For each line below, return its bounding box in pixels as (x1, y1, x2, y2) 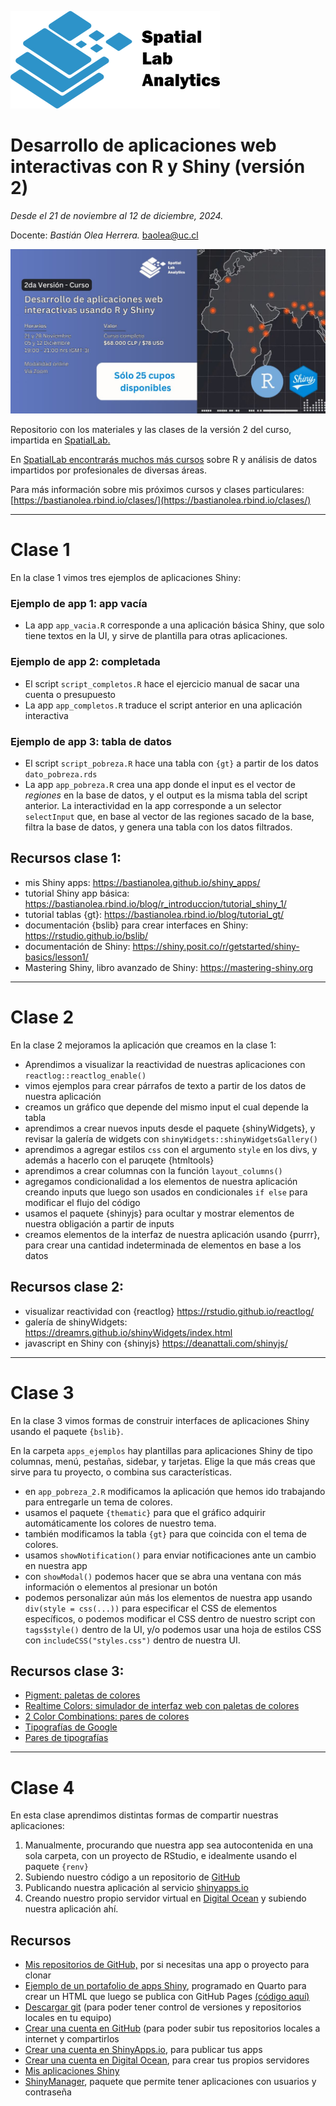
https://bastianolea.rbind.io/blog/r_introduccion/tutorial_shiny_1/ (24, 897, 287, 910)
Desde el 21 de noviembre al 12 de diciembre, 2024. (10, 209, 224, 221)
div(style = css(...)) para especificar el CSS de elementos (24, 1602, 278, 1614)
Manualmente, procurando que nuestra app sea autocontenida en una (24, 1839, 314, 1851)
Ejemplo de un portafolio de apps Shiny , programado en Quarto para (24, 1980, 307, 1992)
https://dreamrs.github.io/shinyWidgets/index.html (24, 1326, 233, 1338)
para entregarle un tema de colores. (24, 1496, 173, 1508)
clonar (24, 1969, 52, 1981)
